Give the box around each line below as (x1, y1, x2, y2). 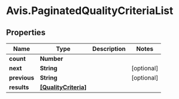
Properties (6, 28, 46, 37)
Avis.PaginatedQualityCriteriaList (6, 4, 174, 18)
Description (92, 45, 126, 53)
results (9, 83, 29, 91)
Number (40, 54, 63, 63)
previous (9, 74, 35, 81)
